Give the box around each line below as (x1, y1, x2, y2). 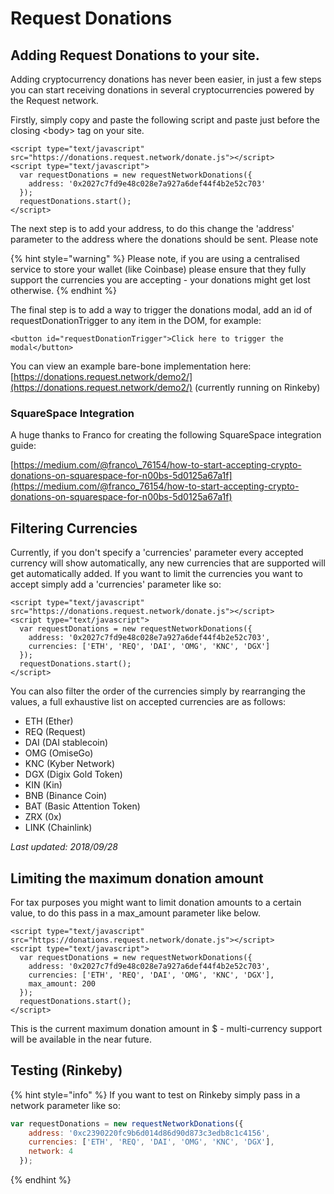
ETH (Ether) (24, 715, 74, 727)
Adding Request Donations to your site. (10, 47, 260, 64)
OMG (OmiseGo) (24, 747, 94, 759)
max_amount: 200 (28, 978, 97, 989)
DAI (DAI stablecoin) (24, 737, 109, 749)
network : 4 (28, 1147, 74, 1157)
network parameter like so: (10, 1099, 121, 1111)
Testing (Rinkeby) (10, 1062, 123, 1079)
